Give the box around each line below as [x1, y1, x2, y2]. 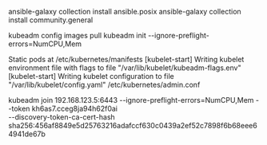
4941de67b [8, 129, 46, 139]
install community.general [8, 15, 94, 25]
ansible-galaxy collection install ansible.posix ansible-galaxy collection [8, 7, 241, 16]
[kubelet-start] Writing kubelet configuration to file [8, 72, 174, 80]
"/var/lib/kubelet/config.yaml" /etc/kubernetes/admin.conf [8, 80, 201, 89]
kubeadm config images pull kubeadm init [8, 31, 146, 40]
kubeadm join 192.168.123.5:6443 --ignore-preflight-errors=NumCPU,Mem [8, 96, 254, 104]
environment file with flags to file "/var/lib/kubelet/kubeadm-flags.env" [8, 63, 241, 72]
